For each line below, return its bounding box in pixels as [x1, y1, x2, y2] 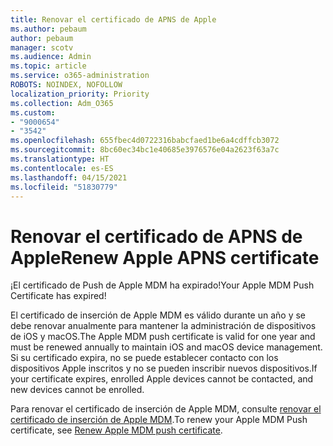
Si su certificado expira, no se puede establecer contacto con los [10, 352, 279, 364]
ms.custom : [10, 107, 56, 118]
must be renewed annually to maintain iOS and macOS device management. [10, 341, 323, 353]
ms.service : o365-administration [10, 71, 150, 81]
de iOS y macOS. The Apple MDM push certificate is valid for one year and [10, 331, 316, 343]
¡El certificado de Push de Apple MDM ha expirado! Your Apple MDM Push [10, 279, 315, 291]
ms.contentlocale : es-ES [10, 163, 114, 173]
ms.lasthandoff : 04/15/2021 [10, 172, 128, 183]
